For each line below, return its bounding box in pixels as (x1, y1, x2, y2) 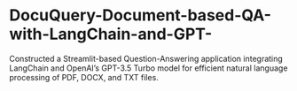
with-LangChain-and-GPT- (9, 24, 213, 44)
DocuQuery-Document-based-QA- (9, 5, 272, 26)
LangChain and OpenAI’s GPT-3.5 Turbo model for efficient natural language (9, 63, 288, 73)
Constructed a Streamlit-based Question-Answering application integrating (9, 53, 284, 64)
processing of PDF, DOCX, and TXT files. (9, 72, 160, 82)
